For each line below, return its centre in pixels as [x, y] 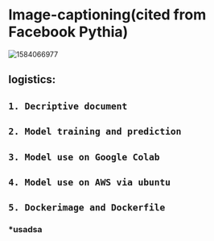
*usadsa [25, 230]
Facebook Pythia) [68, 32]
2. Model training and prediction [95, 132]
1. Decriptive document [68, 106]
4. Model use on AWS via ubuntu [90, 182]
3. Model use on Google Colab [84, 157]
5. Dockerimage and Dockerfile [87, 208]
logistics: [32, 79]
